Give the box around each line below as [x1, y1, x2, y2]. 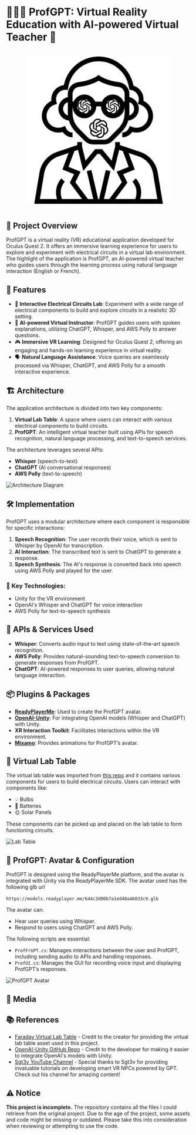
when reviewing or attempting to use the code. [6, 1123, 119, 1130]
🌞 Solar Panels [14, 809, 52, 816]
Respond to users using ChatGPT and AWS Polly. [14, 924, 133, 931]
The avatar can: [6, 906, 44, 913]
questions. [14, 331, 40, 338]
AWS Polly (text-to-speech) [14, 470, 82, 477]
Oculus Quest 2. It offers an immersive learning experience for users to [6, 243, 178, 250]
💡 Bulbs [14, 796, 34, 803]
